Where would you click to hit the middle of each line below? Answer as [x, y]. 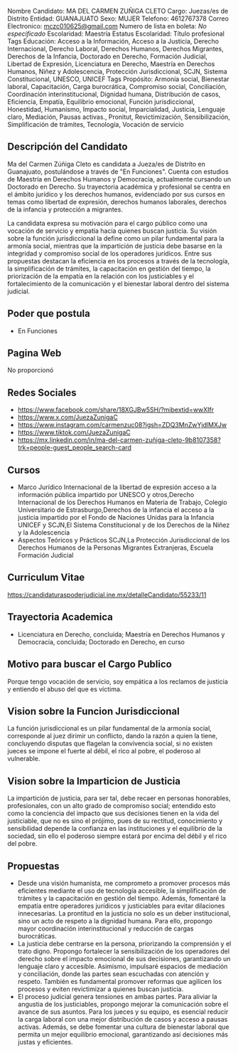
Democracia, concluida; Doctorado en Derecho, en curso [101, 641]
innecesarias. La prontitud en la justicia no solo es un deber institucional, [124, 913]
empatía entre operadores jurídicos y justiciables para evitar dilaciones [121, 906]
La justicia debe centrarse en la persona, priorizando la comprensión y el [124, 943]
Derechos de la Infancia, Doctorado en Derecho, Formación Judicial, [108, 56]
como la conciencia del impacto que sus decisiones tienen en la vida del [113, 813]
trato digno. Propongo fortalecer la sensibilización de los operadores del [123, 951]
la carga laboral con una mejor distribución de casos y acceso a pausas [123, 1019]
